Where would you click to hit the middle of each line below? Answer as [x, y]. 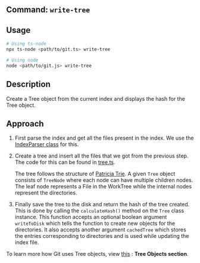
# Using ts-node [26, 44]
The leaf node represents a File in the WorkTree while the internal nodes [103, 187]
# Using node [22, 60]
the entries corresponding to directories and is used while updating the [102, 236]
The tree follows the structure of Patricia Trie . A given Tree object [95, 174]
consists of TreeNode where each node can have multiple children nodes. [104, 180]
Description [28, 84]
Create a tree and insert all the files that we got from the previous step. [101, 156]
